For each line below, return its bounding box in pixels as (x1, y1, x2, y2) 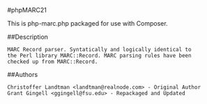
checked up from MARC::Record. (7, 58, 98, 65)
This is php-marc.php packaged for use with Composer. (7, 19, 169, 27)
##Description (7, 33, 49, 41)
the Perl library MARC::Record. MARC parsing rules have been (7, 52, 192, 59)
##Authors (7, 71, 38, 78)
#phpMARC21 (7, 6, 47, 14)
